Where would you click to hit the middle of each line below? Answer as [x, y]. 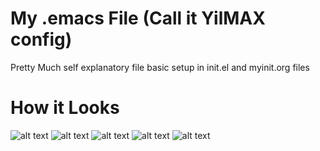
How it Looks [65, 108]
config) [41, 39]
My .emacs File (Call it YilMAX [138, 18]
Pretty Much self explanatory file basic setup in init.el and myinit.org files [160, 67]
